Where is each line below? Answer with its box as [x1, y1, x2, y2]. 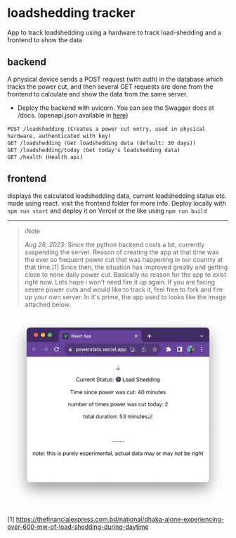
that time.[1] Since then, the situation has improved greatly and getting [24, 263, 228, 271]
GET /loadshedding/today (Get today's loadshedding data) [7, 146, 181, 154]
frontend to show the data [7, 35, 83, 44]
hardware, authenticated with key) [7, 132, 112, 139]
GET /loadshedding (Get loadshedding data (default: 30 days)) [7, 139, 197, 146]
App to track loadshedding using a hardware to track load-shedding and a [7, 28, 221, 37]
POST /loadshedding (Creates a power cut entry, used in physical [7, 125, 206, 132]
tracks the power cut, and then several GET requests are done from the [7, 82, 214, 91]
